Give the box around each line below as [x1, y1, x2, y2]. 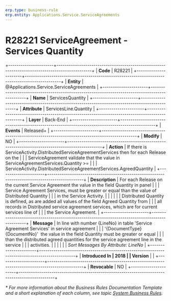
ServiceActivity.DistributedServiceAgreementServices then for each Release [5, 149, 166, 155]
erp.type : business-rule [5, 7, 58, 13]
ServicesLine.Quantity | [45, 106, 95, 112]
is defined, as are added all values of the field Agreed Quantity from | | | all [5, 198, 162, 205]
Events [5, 128, 20, 134]
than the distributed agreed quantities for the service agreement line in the [5, 236, 162, 243]
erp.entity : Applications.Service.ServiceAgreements [5, 12, 120, 17]
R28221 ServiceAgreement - [5, 34, 128, 46]
